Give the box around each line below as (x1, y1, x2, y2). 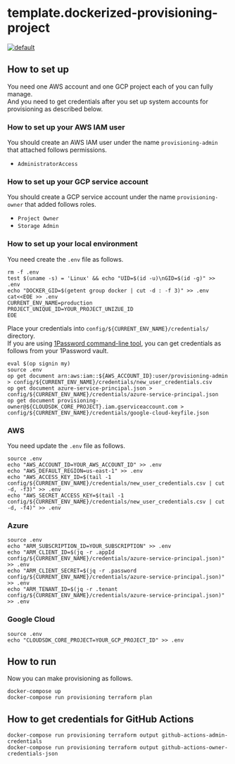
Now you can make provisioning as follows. (7, 674, 133, 683)
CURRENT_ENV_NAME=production (7, 299, 93, 307)
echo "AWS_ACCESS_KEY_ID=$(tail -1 (7, 473, 112, 480)
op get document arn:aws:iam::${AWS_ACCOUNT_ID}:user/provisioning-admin (7, 372, 229, 379)
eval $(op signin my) (7, 360, 71, 367)
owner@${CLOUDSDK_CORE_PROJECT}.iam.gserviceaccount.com (7, 403, 178, 410)
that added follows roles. (24, 200, 96, 209)
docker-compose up (7, 688, 61, 695)
